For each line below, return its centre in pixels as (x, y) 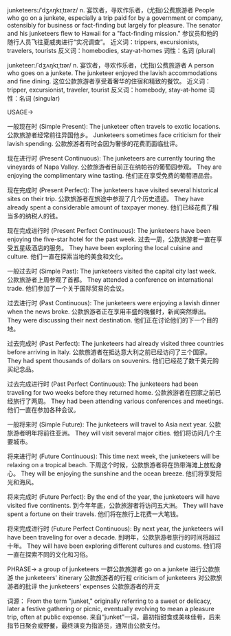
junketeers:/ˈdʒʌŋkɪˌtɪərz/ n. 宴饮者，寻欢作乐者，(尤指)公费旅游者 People (111, 10)
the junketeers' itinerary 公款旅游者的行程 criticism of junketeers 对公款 (115, 578)
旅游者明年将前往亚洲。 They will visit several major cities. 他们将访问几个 (111, 433)
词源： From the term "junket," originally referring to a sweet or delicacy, (109, 601)
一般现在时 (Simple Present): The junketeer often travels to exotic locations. (114, 126)
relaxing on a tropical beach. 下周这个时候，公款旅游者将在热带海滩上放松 (111, 465)
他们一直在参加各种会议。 (43, 410)
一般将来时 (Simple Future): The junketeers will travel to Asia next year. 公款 (114, 424)
